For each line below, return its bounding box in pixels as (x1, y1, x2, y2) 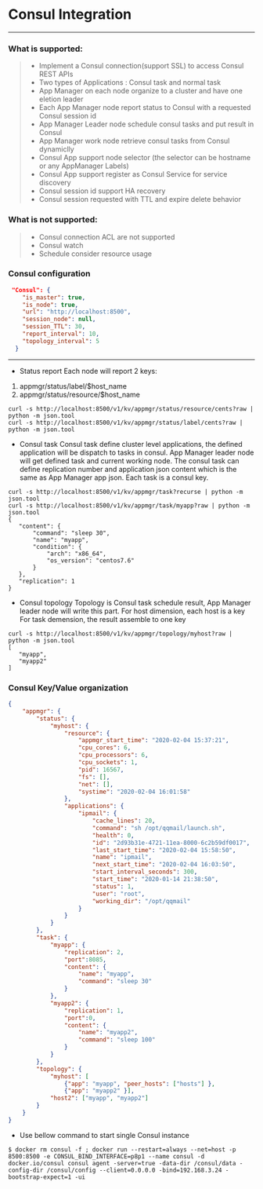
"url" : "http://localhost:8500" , (22, 308, 131, 316)
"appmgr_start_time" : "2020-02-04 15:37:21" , (77, 737, 229, 744)
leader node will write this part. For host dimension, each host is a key (19, 606, 245, 616)
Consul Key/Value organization (8, 682, 129, 693)
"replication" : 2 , (63, 948, 124, 956)
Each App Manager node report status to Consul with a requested (38, 103, 251, 112)
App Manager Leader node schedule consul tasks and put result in (38, 119, 254, 129)
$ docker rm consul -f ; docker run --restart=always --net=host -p (8, 1145, 236, 1154)
